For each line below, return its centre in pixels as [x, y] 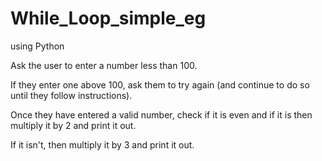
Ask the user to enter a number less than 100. [104, 65]
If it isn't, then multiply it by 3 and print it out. [102, 144]
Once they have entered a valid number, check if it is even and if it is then [161, 114]
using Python [37, 46]
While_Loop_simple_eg [108, 18]
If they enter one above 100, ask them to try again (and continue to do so [160, 84]
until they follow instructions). [71, 95]
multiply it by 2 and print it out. [73, 125]
